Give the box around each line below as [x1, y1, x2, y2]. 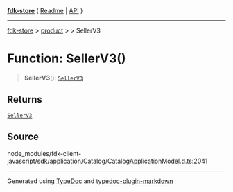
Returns [7, 94, 43, 105]
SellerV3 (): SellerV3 [24, 73, 83, 82]
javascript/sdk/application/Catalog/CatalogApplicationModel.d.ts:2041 [7, 157, 208, 165]
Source [7, 131, 40, 143]
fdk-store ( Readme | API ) [7, 7, 83, 15]
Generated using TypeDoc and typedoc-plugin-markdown [7, 177, 173, 185]
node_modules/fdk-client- [7, 149, 82, 157]
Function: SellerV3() [7, 51, 126, 67]
